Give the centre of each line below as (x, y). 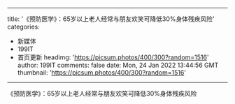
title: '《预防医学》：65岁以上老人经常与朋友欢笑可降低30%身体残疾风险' (111, 19)
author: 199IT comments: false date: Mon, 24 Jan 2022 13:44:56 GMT (118, 65)
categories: (23, 27)
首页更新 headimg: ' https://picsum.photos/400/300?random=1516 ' (113, 57)
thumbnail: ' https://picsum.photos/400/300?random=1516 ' (102, 73)
